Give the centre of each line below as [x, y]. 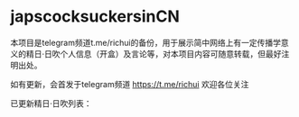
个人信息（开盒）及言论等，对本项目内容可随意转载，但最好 [171, 54]
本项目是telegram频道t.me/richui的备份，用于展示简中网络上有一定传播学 [145, 42]
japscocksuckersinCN [95, 17]
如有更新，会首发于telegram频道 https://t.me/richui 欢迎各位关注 [130, 84]
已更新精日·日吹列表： [51, 103]
